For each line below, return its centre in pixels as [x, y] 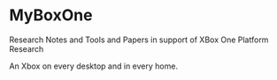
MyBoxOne [51, 15]
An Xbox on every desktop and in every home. [94, 66]
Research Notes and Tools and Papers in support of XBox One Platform [139, 40]
